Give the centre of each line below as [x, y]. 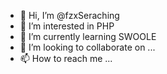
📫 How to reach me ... [66, 58]
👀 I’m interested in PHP [67, 26]
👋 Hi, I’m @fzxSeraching [69, 15]
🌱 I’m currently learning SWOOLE [88, 36]
